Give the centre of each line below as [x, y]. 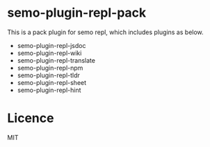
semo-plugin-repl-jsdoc [51, 45]
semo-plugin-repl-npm [50, 68]
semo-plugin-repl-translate [56, 60]
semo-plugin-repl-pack [77, 13]
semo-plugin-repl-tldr [48, 75]
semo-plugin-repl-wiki [49, 53]
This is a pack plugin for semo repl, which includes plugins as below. [105, 32]
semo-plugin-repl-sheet [52, 82]
